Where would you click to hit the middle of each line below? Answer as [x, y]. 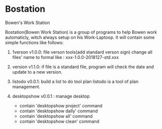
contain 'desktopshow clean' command [59, 121]
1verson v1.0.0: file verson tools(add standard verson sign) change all [82, 52]
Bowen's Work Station [27, 23]
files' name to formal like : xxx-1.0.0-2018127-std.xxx [66, 57]
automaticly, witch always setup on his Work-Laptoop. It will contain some [80, 37]
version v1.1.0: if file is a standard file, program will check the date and [83, 67]
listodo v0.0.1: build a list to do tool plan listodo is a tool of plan [75, 81]
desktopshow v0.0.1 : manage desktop [51, 96]
